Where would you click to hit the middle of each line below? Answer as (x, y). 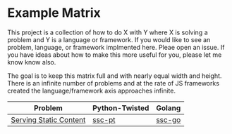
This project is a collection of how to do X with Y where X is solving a (108, 32)
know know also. (32, 62)
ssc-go (169, 119)
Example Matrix (54, 13)
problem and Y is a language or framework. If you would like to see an (109, 39)
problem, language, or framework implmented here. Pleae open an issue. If (116, 47)
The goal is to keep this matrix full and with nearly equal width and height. (115, 76)
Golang (169, 108)
